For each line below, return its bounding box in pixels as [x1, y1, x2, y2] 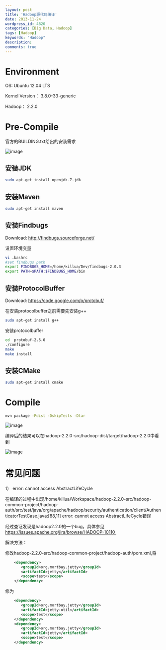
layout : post [5, 7, 32, 12]
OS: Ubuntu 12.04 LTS [5, 82, 51, 88]
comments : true [5, 44, 37, 49]
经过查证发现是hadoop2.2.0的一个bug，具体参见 [5, 523, 105, 529]
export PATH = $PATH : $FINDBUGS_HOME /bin [5, 269, 85, 274]
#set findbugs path [5, 260, 46, 265]
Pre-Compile [5, 121, 59, 132]
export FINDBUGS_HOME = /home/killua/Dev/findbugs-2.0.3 [5, 264, 121, 270]
